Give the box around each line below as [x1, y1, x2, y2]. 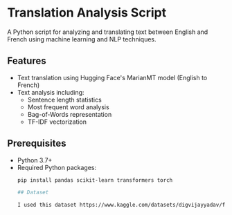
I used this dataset [17, 202, 77, 209]
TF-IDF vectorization [27, 118, 87, 126]
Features [7, 55, 46, 67]
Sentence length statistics [27, 95, 102, 104]
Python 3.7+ [17, 156, 53, 164]
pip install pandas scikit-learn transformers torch [17, 176, 173, 184]
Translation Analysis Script [7, 5, 167, 21]
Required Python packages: [17, 163, 97, 171]
